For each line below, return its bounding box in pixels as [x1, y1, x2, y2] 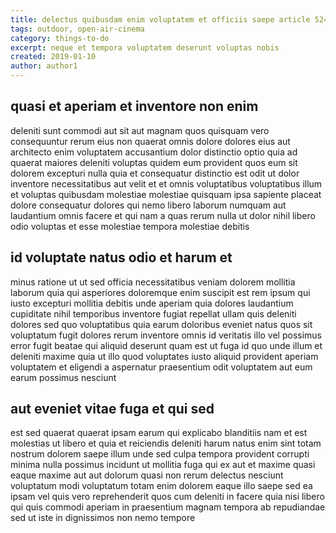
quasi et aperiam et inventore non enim [10, 98, 259, 115]
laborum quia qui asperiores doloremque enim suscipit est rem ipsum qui [10, 286, 311, 298]
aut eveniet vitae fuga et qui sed [10, 401, 215, 418]
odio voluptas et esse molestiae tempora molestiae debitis [10, 220, 250, 232]
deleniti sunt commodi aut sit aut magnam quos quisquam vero [10, 124, 270, 136]
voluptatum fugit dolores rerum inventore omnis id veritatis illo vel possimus [10, 329, 323, 341]
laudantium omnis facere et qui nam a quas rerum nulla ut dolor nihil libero [10, 209, 316, 221]
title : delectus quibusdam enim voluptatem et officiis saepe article [10, 14, 311, 25]
